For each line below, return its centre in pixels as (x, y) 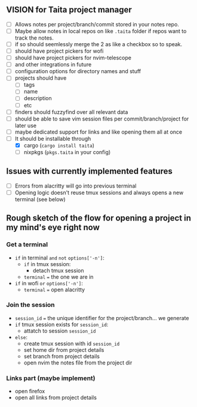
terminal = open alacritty (54, 290)
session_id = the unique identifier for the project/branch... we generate (102, 318)
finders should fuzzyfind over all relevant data (71, 112)
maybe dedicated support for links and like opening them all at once (98, 132)
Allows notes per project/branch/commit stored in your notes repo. (97, 24)
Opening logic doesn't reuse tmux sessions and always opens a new (99, 192)
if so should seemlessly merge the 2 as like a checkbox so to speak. (98, 44)
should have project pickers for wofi (59, 51)
